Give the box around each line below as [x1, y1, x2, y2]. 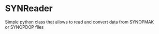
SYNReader [5, 3, 53, 14]
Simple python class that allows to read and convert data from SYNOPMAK [5, 19, 154, 25]
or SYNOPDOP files [5, 24, 44, 30]
